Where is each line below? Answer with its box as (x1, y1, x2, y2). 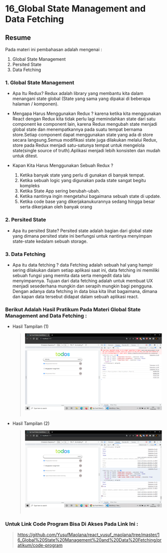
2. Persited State (5, 216, 46, 223)
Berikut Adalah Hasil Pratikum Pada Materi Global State (5, 306, 141, 313)
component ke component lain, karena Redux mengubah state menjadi (12, 121, 158, 127)
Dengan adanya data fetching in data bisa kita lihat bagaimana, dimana (12, 288, 158, 294)
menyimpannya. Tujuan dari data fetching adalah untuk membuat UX (12, 277, 153, 283)
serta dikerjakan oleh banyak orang (19, 204, 92, 210)
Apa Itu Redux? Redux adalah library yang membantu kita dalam (12, 91, 144, 96)
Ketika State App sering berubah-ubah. (19, 188, 100, 194)
